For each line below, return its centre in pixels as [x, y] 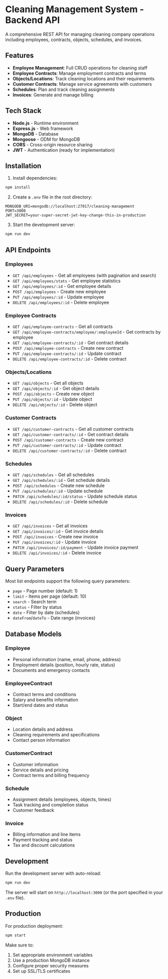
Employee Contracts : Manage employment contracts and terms [79, 73]
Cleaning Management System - [75, 9]
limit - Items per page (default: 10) [49, 596]
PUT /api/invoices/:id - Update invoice [54, 542]
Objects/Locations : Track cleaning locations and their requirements [83, 78]
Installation [23, 166]
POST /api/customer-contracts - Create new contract [68, 440]
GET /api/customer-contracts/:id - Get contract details [71, 434]
